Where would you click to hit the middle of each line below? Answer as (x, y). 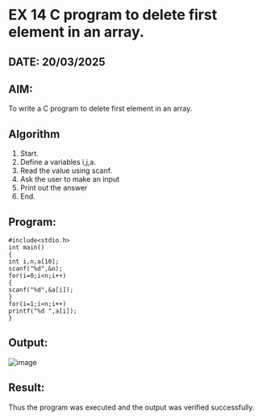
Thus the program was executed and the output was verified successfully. (132, 407)
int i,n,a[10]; (34, 262)
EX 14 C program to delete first (113, 15)
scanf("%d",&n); (35, 269)
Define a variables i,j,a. (58, 162)
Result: (27, 388)
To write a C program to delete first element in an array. (100, 109)
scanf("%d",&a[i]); (41, 290)
